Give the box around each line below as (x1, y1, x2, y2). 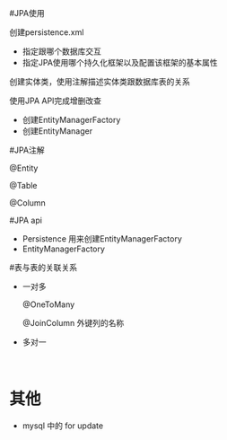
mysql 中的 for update (22, 420, 104, 431)
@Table (9, 180, 38, 190)
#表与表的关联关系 (9, 262, 78, 272)
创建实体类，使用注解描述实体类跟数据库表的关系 (9, 76, 190, 87)
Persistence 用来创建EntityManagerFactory (22, 233, 182, 244)
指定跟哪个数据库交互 (22, 46, 101, 57)
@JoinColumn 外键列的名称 (22, 318, 125, 328)
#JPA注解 (9, 145, 45, 155)
